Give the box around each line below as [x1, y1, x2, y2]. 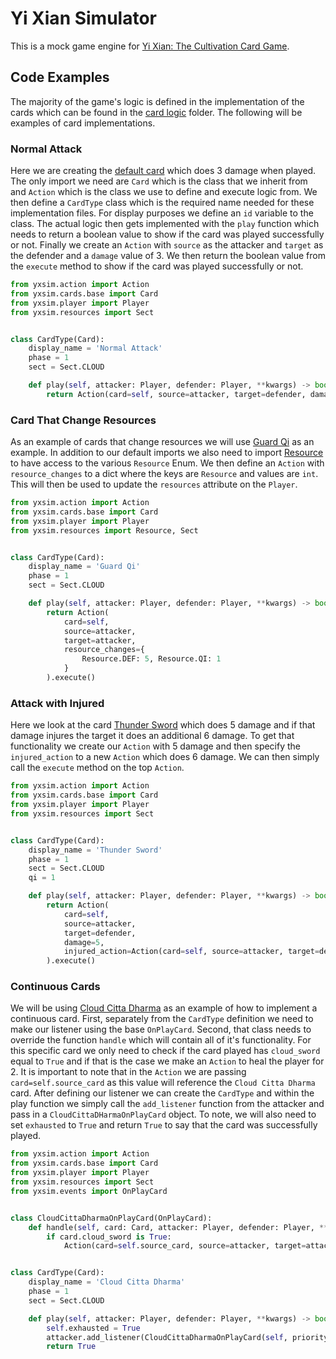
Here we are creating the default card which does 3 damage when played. [10, 165, 317, 177]
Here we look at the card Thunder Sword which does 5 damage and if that [10, 719, 316, 731]
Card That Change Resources [10, 413, 157, 427]
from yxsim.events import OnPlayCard [10, 1186, 168, 1196]
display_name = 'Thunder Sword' [28, 845, 163, 855]
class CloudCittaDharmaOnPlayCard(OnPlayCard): [10, 1213, 213, 1223]
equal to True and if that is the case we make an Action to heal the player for [10, 1055, 325, 1067]
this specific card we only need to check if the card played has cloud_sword [10, 1045, 321, 1057]
